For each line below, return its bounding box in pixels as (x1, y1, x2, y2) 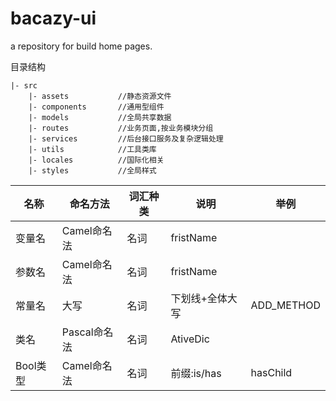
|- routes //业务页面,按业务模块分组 (28, 123, 214, 133)
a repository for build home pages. (10, 40, 153, 52)
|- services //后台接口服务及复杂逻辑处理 (28, 133, 224, 144)
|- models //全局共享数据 (28, 112, 172, 122)
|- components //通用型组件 (28, 102, 165, 112)
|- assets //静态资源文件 (28, 91, 172, 101)
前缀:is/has (170, 366, 222, 380)
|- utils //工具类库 (28, 144, 157, 154)
